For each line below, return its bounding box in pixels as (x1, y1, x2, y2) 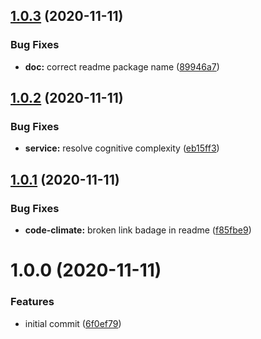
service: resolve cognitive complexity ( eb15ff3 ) (24, 142, 220, 154)
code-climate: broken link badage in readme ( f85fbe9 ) (24, 224, 252, 236)
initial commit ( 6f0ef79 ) (24, 317, 122, 329)
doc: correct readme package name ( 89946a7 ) (24, 60, 220, 73)
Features (10, 295, 55, 309)
